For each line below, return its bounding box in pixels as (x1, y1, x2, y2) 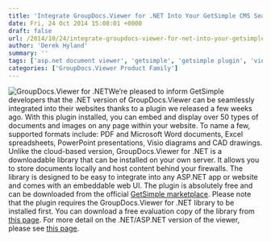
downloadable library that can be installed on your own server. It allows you (8, 155, 260, 164)
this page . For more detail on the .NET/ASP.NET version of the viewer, (8, 214, 240, 224)
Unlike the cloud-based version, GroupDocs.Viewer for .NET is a (8, 146, 223, 156)
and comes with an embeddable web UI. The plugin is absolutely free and (8, 181, 253, 190)
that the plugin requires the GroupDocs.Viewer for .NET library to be (8, 197, 235, 207)
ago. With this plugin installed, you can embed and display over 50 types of (8, 112, 259, 122)
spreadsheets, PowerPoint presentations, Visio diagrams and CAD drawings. (8, 138, 263, 148)
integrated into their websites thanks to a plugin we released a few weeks (8, 103, 252, 113)
